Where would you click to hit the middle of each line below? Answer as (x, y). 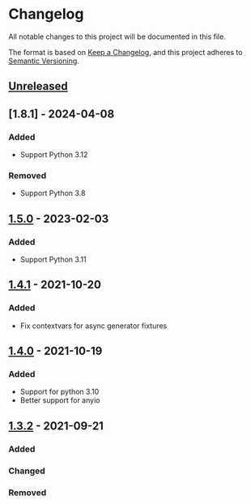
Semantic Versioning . (44, 61)
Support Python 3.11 (53, 259)
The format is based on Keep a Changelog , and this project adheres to (125, 52)
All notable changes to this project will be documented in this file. (117, 36)
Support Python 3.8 (53, 193)
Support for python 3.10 (60, 392)
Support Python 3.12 (54, 155)
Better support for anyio (60, 400)
